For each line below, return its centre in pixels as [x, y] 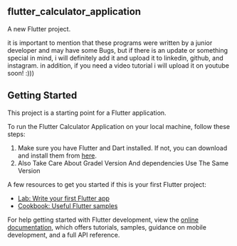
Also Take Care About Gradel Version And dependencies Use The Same [123, 163]
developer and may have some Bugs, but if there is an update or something [118, 50]
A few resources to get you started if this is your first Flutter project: [107, 184]
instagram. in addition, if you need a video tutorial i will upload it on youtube [118, 65]
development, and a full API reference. [64, 235]
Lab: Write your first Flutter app [64, 198]
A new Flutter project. [39, 29]
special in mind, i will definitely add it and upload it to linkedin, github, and [115, 58]
